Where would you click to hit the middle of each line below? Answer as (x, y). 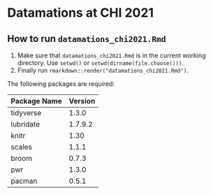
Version (82, 101)
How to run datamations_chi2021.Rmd (87, 39)
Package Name (36, 101)
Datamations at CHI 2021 (81, 13)
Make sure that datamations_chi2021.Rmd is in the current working (111, 55)
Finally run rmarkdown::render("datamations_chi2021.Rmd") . (103, 70)
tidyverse (26, 113)
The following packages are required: (61, 84)
